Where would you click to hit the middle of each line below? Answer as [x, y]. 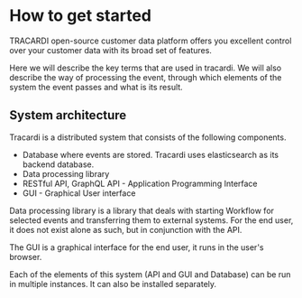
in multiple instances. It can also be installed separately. [113, 284]
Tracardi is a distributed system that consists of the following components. [148, 137]
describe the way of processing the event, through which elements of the [146, 77]
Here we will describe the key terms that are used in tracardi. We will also [146, 68]
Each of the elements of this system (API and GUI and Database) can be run [150, 274]
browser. [26, 256]
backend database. [58, 164]
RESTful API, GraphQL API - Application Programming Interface [140, 183]
